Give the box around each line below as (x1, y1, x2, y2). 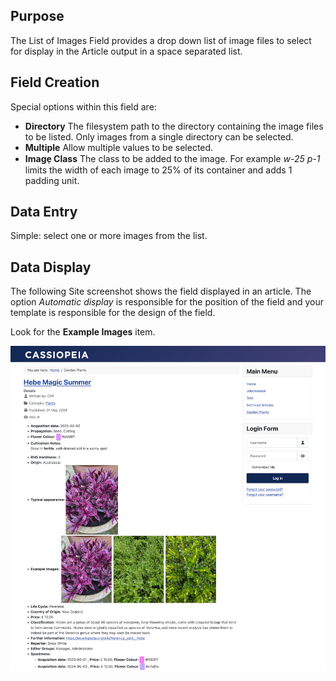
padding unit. (24, 174, 80, 186)
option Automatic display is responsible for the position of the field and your (10, 296, 325, 308)
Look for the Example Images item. (10, 326, 156, 338)
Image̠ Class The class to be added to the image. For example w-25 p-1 (24, 152, 321, 164)
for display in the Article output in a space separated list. (10, 45, 243, 57)
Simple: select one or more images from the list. (10, 230, 208, 242)
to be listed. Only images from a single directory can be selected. (24, 130, 294, 143)
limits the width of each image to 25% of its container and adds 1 (24, 164, 293, 176)
